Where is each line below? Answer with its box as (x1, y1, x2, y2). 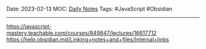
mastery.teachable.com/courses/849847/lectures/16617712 (6, 29, 157, 36)
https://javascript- (6, 23, 52, 30)
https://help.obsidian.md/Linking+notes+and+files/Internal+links (6, 36, 169, 43)
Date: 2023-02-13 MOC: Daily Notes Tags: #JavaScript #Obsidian (6, 6, 173, 12)
